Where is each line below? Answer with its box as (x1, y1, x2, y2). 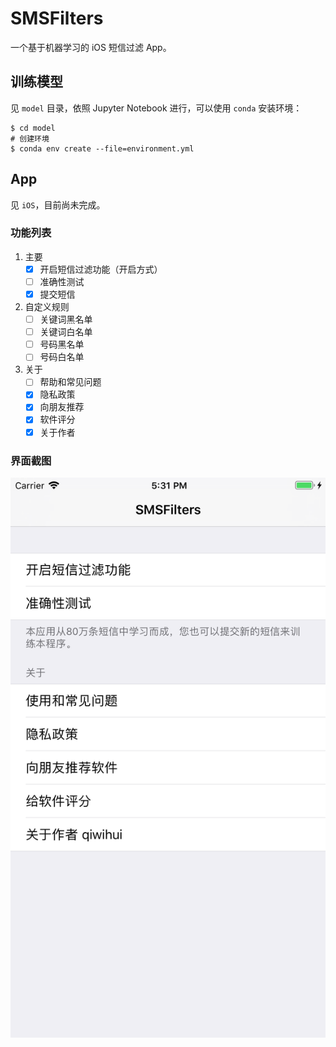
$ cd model (10, 123, 56, 133)
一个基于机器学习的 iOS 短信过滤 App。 (10, 41, 172, 53)
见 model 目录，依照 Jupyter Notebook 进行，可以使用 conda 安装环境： (10, 102, 303, 114)
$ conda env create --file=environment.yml (10, 143, 195, 154)
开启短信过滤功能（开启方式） (39, 263, 163, 275)
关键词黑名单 (39, 313, 93, 326)
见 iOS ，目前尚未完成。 (10, 198, 106, 211)
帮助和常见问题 (39, 376, 102, 388)
